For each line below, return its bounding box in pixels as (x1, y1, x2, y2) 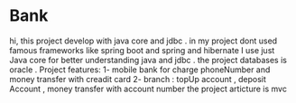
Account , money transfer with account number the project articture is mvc (9, 83, 287, 94)
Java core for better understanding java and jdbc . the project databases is (9, 54, 287, 65)
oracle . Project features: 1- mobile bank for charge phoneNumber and (9, 64, 271, 75)
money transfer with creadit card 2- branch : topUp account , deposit (9, 73, 266, 84)
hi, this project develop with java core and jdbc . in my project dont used (9, 35, 278, 46)
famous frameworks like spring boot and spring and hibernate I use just (9, 44, 275, 55)
